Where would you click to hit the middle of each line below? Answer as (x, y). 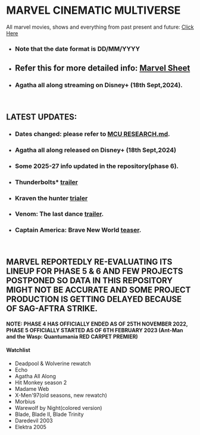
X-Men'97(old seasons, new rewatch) (61, 395)
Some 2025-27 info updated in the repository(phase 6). (97, 166)
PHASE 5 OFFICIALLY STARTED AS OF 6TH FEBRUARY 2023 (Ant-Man (95, 330)
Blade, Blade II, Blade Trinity (49, 414)
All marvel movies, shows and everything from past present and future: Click (100, 27)
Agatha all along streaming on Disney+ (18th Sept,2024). (99, 85)
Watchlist (18, 350)
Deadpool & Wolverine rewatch (53, 363)
